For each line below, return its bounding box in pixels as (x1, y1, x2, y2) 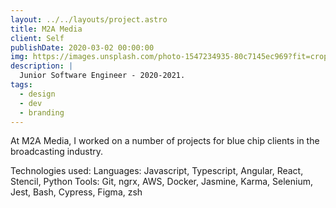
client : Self (10, 33, 65, 43)
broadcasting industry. (10, 146, 103, 158)
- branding (19, 107, 65, 118)
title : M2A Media (10, 24, 83, 34)
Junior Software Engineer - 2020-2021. (19, 71, 186, 81)
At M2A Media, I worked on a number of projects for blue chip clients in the (10, 135, 320, 147)
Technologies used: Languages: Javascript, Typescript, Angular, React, (10, 165, 304, 177)
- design (19, 89, 56, 99)
